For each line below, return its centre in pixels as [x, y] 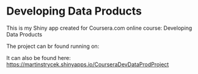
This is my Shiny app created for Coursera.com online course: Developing [99, 28]
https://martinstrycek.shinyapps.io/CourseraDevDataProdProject [88, 64]
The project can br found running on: [53, 46]
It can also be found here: [39, 58]
